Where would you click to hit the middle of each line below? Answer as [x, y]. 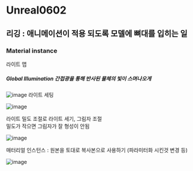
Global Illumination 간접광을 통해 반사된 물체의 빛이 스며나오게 [79, 79]
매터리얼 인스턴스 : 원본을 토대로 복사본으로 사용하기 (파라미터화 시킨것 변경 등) [97, 150]
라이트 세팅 [41, 94]
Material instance [32, 51]
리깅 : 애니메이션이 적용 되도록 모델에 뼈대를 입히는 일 [97, 33]
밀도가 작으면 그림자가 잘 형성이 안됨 [48, 126]
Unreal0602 [36, 10]
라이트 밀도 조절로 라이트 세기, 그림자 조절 [54, 119]
